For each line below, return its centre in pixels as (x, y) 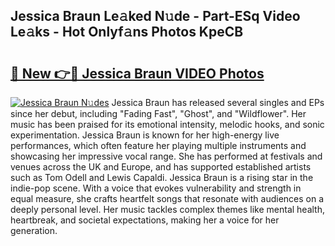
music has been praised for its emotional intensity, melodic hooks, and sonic (167, 124)
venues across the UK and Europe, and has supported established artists (161, 167)
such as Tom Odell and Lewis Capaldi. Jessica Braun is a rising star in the (162, 177)
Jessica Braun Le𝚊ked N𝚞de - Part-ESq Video (155, 16)
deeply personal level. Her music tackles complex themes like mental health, (168, 209)
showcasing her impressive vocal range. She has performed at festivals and (166, 156)
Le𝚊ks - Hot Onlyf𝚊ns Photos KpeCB (127, 32)
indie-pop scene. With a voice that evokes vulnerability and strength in (156, 188)
